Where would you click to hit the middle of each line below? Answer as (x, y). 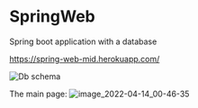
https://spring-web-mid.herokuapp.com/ (85, 58)
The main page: (38, 94)
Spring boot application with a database (83, 41)
